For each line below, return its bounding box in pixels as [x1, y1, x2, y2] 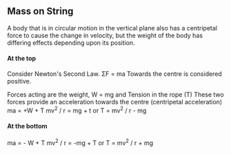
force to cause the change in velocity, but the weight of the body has [7, 31, 203, 39]
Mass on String [7, 6, 74, 17]
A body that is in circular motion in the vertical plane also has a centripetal [7, 23, 217, 32]
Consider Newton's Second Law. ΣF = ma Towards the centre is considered [7, 70, 222, 78]
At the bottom [7, 122, 48, 131]
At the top [7, 55, 37, 63]
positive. [7, 77, 32, 86]
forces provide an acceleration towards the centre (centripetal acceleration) [7, 98, 223, 106]
